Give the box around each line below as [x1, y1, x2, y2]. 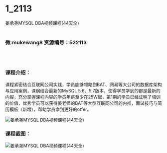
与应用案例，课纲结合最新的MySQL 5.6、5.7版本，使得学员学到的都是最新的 [5, 87, 161, 93]
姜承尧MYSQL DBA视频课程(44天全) [5, 20, 79, 26]
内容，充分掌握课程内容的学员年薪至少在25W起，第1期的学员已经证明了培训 [5, 94, 161, 100]
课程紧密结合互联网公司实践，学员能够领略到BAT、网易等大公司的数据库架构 [5, 81, 162, 87]
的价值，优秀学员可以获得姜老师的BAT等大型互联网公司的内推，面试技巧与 [5, 100, 158, 106]
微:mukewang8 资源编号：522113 [5, 39, 87, 46]
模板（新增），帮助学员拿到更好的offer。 [9, 106, 92, 112]
